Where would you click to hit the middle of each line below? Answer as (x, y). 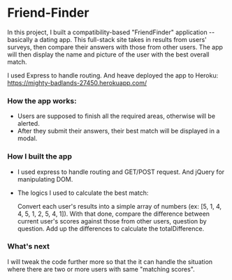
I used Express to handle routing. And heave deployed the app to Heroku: (113, 75)
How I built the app (39, 156)
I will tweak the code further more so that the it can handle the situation (110, 261)
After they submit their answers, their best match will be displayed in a (118, 131)
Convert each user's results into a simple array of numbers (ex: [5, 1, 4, (119, 206)
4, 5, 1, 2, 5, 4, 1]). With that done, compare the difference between (114, 214)
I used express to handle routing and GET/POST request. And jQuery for (121, 172)
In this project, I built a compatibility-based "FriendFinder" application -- (111, 32)
